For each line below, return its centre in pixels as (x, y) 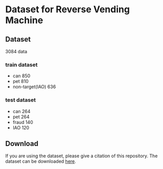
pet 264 (21, 117)
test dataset (20, 100)
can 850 (21, 76)
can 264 (21, 111)
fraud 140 (23, 122)
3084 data (16, 51)
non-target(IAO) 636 (34, 87)
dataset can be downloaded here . (41, 161)
